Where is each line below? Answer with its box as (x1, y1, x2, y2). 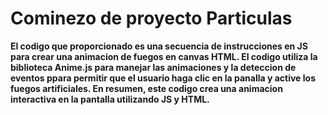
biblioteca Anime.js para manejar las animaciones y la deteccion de (10, 61, 297, 73)
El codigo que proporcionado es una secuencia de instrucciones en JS (10, 40, 308, 52)
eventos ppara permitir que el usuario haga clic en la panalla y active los (10, 72, 316, 84)
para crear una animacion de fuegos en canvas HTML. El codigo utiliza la (10, 50, 318, 62)
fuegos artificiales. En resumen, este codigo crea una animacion (10, 82, 283, 94)
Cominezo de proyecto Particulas (10, 7, 293, 30)
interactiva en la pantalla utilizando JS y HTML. (10, 93, 210, 105)
